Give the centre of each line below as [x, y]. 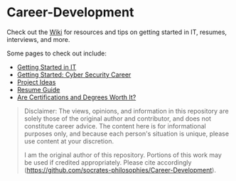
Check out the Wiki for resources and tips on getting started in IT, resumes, [117, 32]
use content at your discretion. [69, 141]
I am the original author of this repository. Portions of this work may [123, 155]
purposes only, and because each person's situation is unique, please [126, 133]
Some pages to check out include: [57, 53]
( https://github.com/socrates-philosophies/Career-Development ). [120, 170]
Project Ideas [36, 82]
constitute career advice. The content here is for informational [115, 126]
